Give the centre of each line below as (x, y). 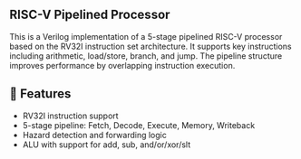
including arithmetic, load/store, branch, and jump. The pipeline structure (146, 56)
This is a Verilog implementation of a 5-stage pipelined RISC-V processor (146, 36)
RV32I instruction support (71, 116)
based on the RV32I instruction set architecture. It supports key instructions (150, 46)
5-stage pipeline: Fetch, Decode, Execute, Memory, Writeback (139, 125)
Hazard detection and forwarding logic (95, 135)
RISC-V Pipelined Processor (90, 15)
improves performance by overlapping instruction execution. (122, 65)
